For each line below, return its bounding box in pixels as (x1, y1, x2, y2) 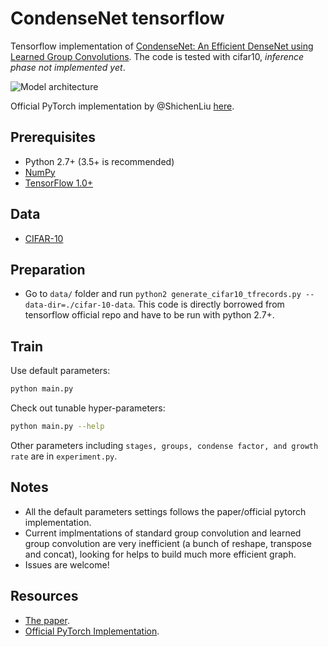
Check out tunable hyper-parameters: (10, 402, 166, 414)
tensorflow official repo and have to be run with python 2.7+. (24, 309, 275, 321)
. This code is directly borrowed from (132, 298, 285, 311)
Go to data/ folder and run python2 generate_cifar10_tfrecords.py (24, 288, 302, 300)
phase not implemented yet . (10, 61, 126, 73)
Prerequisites (10, 129, 96, 146)
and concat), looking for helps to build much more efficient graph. (24, 548, 297, 560)
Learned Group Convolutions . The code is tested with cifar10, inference (10, 50, 305, 62)
